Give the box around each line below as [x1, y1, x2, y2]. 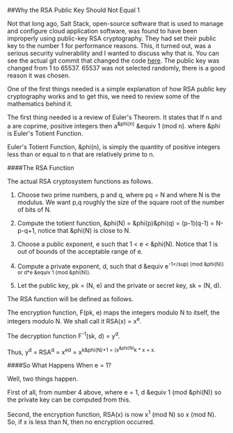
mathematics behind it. [7, 100, 73, 107]
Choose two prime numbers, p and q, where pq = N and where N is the [17, 190, 221, 199]
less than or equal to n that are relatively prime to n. [7, 150, 155, 158]
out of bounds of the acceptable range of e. [17, 247, 143, 255]
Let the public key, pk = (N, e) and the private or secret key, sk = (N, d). [17, 282, 222, 290]
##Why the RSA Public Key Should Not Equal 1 [7, 6, 140, 14]
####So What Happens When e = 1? [7, 361, 111, 370]
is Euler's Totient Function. [7, 129, 83, 137]
